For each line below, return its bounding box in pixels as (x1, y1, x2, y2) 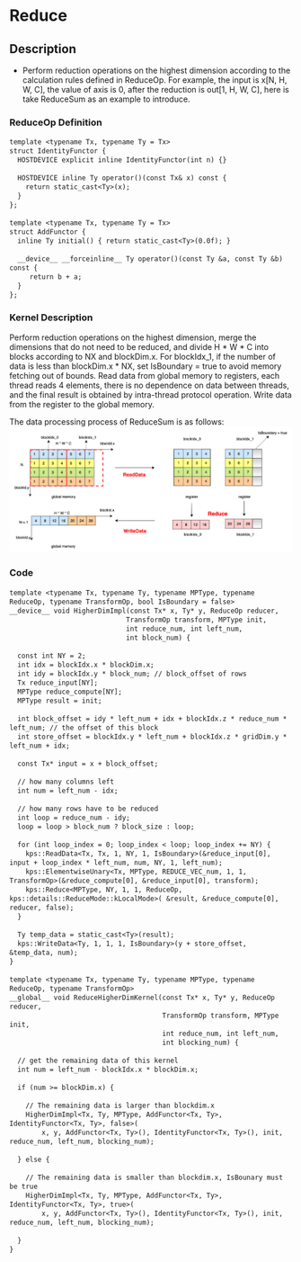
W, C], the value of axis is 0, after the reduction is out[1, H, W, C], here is (22, 85, 289, 94)
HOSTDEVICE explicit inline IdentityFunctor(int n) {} (17, 156, 227, 165)
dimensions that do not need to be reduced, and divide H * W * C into (9, 341, 270, 352)
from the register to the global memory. (9, 398, 155, 409)
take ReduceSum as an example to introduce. (22, 94, 190, 104)
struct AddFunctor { (9, 228, 87, 237)
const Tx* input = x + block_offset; (17, 759, 159, 768)
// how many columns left (17, 777, 115, 786)
